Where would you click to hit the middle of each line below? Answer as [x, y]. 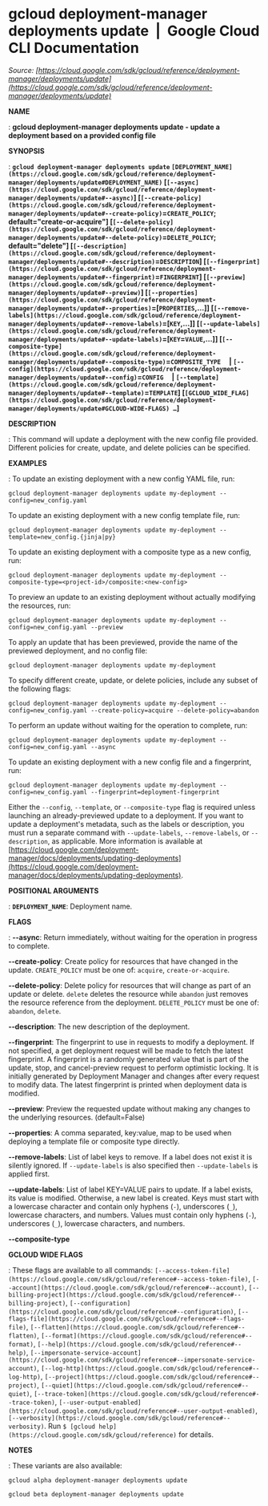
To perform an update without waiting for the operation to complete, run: [128, 725]
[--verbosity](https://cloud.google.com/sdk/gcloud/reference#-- [119, 1418]
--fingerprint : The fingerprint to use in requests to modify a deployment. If [131, 1042]
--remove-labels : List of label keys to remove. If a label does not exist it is [130, 1156]
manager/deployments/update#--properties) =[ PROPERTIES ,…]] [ [111, 308]
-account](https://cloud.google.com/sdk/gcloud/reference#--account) [127, 1288]
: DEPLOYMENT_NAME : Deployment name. [70, 906]
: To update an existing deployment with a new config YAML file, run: [122, 479]
